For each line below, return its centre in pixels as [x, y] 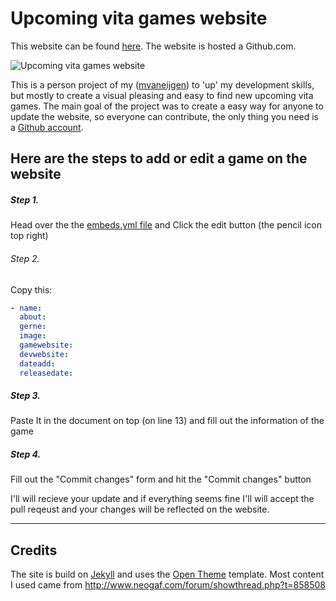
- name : [26, 308]
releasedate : [46, 373]
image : [33, 336]
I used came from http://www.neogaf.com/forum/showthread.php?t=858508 [168, 585]
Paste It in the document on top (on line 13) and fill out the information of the [167, 421]
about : [33, 317]
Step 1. [25, 199]
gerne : [33, 327]
